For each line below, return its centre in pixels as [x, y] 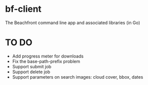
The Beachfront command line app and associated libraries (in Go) [73, 23]
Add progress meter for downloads [48, 56]
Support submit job [32, 66]
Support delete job [31, 72]
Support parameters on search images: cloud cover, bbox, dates [78, 77]
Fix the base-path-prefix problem [46, 61]
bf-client [23, 9]
